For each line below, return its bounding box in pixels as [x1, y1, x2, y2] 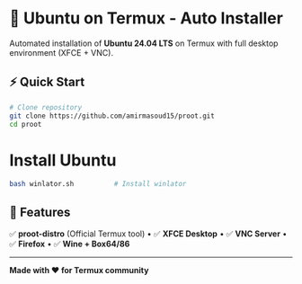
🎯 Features [9, 204, 71, 219]
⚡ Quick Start [9, 75, 85, 90]
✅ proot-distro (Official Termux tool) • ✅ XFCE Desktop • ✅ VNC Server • [9, 228, 288, 239]
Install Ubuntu [9, 150, 117, 170]
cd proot [9, 120, 42, 129]
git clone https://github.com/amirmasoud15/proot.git [9, 111, 216, 120]
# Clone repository [9, 102, 83, 111]
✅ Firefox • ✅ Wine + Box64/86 [9, 238, 130, 249]
